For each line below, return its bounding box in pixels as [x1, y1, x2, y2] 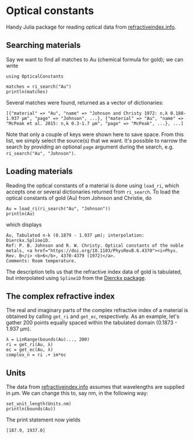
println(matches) [6, 89, 48, 95]
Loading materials [6, 167, 73, 177]
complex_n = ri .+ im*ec [6, 352, 66, 358]
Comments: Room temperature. [6, 258, 77, 264]
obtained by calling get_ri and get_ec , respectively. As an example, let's [6, 313, 179, 320]
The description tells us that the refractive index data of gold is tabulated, [6, 268, 182, 275]
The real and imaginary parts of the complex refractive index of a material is [6, 307, 188, 314]
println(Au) [6, 210, 35, 217]
